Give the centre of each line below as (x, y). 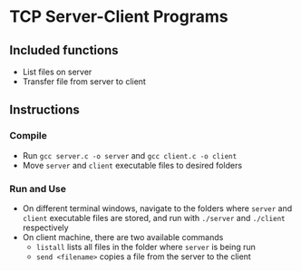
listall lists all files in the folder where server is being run (146, 247)
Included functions (64, 50)
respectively (46, 227)
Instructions (44, 110)
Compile (28, 136)
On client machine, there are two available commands (123, 237)
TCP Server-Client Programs (119, 17)
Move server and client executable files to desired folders (132, 165)
